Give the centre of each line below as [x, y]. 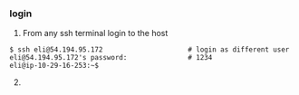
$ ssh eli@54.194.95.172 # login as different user [149, 50]
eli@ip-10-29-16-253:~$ [54, 66]
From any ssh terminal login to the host [95, 33]
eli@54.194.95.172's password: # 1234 [111, 58]
